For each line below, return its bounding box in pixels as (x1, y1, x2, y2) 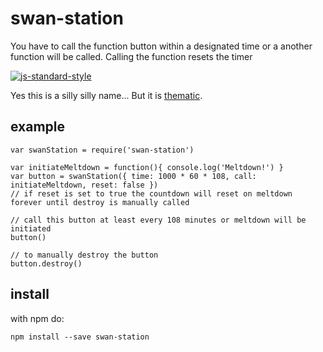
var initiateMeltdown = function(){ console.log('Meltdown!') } (10, 162, 284, 172)
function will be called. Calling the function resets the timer (10, 50, 253, 62)
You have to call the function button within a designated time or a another (10, 40, 313, 52)
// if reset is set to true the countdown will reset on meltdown (10, 188, 293, 199)
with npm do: (10, 312, 65, 324)
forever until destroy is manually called (10, 197, 190, 207)
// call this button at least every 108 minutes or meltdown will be (10, 215, 307, 225)
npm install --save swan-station (10, 332, 150, 342)
